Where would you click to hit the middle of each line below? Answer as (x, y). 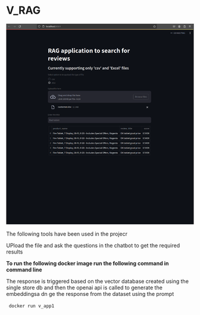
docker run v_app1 (32, 306)
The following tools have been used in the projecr (67, 234)
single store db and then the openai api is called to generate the (84, 288)
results (15, 252)
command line (24, 270)
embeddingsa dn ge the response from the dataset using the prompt (90, 294)
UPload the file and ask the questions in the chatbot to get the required (93, 245)
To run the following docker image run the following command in (87, 263)
